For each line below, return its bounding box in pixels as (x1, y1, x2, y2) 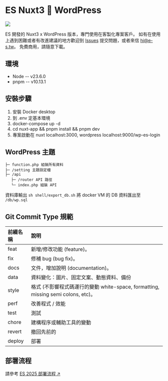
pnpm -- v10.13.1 (12, 79, 46, 85)
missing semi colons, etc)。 (30, 291, 96, 298)
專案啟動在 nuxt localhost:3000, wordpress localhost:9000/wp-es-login (12, 132, 160, 138)
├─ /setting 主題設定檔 (5, 168, 51, 173)
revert (7, 328, 22, 335)
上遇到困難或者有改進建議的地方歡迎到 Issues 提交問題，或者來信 (5, 37, 139, 43)
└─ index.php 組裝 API (11, 183, 57, 188)
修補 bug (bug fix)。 (30, 255, 78, 262)
